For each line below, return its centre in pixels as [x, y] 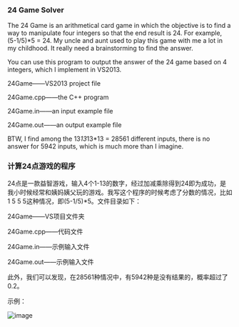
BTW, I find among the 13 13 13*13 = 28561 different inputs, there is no [109, 139]
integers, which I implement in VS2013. [65, 70]
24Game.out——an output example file [65, 125]
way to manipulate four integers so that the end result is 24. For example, [115, 33]
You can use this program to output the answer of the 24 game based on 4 [117, 62]
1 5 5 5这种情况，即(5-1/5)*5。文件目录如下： [74, 201]
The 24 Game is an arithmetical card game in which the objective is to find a [119, 26]
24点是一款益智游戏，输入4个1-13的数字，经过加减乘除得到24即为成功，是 [117, 183]
